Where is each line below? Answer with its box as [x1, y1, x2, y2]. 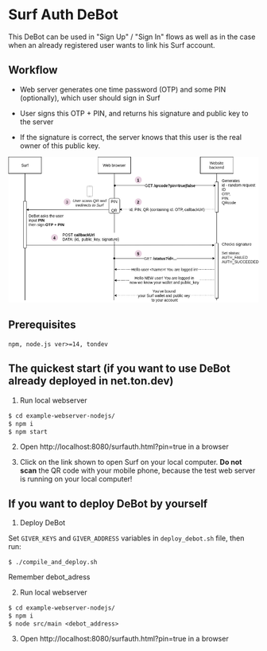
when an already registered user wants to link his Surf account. [8, 40, 216, 49]
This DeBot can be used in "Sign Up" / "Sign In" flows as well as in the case [8, 32, 256, 41]
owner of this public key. [19, 141, 101, 150]
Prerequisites [8, 318, 76, 332]
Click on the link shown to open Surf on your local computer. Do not [19, 457, 242, 466]
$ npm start [8, 427, 48, 435]
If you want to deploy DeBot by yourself [8, 497, 208, 510]
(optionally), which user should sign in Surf [19, 93, 161, 103]
